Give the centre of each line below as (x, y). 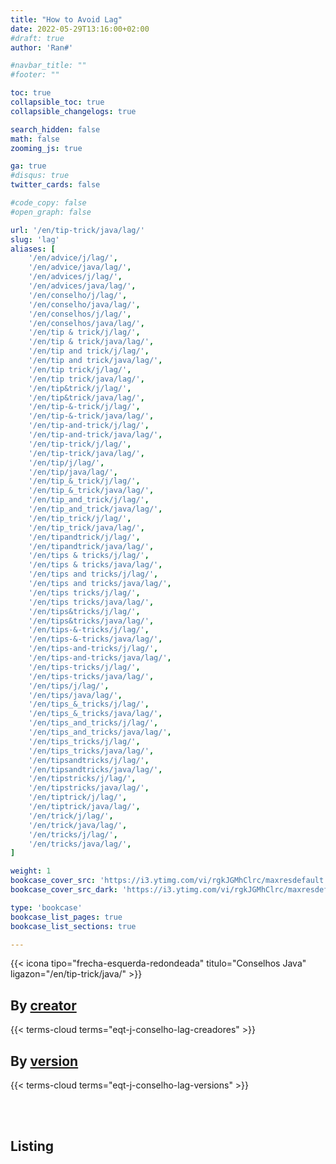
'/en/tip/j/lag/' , (66, 462)
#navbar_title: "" (48, 66)
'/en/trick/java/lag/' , (78, 825)
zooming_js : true (46, 148)
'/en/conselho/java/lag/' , (84, 304)
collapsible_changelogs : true (73, 111)
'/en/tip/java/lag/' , (73, 472)
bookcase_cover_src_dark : (64, 890)
